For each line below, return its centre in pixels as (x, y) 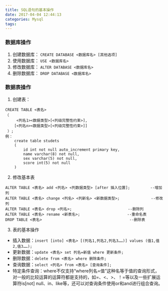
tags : (11, 24)
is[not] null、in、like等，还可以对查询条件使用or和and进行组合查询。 (92, 283)
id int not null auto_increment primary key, (72, 150)
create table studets (37, 141)
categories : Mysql (24, 19)
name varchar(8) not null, (51, 154)
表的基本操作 (26, 230)
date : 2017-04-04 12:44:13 (33, 15)
